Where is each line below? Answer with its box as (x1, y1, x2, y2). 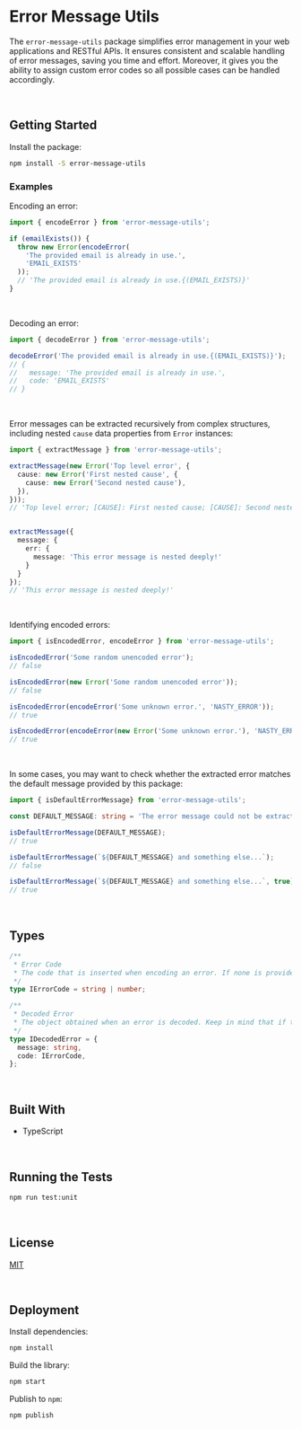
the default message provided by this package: (9, 779, 184, 789)
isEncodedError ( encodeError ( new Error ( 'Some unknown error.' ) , (9, 727, 251, 736)
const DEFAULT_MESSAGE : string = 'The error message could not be (9, 812, 262, 821)
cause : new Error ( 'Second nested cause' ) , (25, 478, 186, 487)
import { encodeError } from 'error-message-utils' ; (9, 217, 211, 226)
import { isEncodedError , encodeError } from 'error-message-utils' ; (9, 637, 275, 646)
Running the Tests (9, 1169, 114, 1185)
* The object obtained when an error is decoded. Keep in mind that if (13, 1018, 287, 1028)
